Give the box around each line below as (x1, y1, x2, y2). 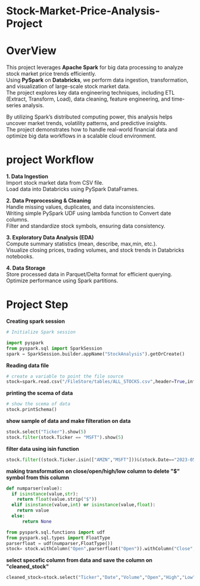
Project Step (6, 298, 68, 311)
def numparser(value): (6, 485, 62, 491)
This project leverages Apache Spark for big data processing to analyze (6, 64, 183, 71)
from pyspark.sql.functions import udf (6, 529, 105, 535)
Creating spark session (6, 317, 65, 325)
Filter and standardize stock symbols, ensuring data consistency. (6, 222, 165, 230)
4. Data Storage (6, 264, 46, 272)
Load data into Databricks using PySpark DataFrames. (6, 186, 139, 193)
